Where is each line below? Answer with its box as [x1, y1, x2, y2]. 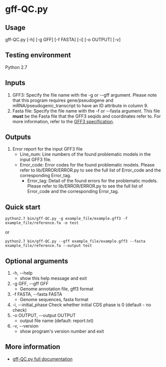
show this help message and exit [19, 275, 87, 281]
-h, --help [12, 270, 33, 276]
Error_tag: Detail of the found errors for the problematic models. [27, 178, 158, 184]
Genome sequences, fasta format [19, 297, 88, 303]
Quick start [5, 203, 41, 211]
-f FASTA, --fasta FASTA [12, 291, 63, 297]
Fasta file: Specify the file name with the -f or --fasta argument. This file [12, 108, 160, 114]
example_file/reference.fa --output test [5, 243, 92, 248]
